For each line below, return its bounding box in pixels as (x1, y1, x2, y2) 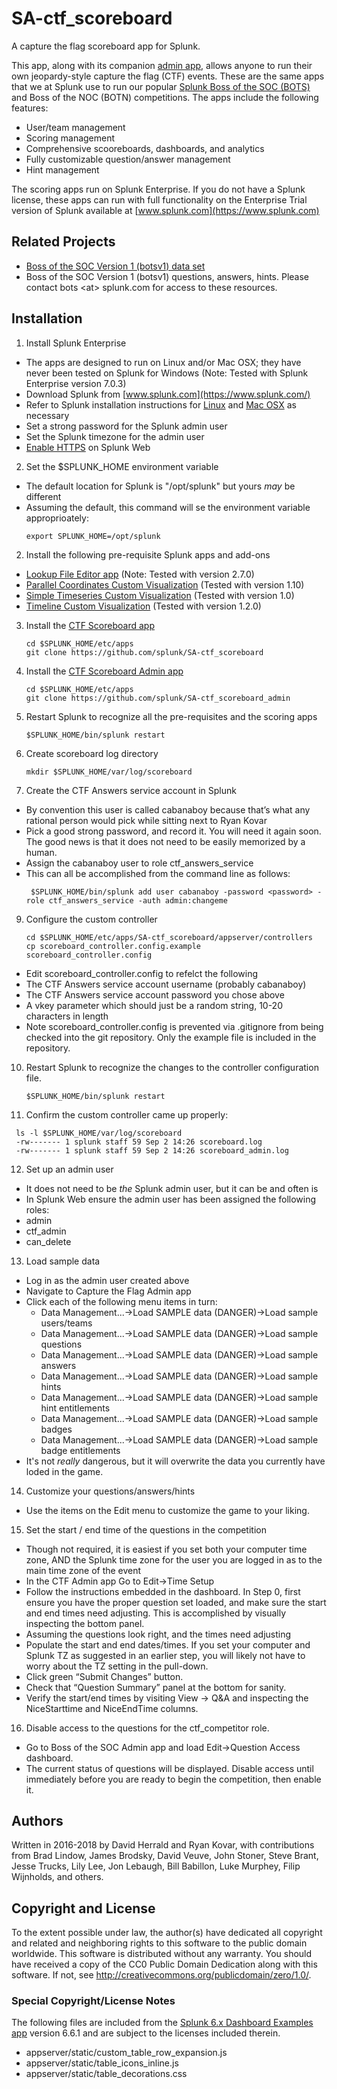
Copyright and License (11, 1900, 156, 1917)
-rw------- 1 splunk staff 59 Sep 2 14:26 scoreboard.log (15, 1137, 263, 1147)
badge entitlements (40, 1444, 121, 1456)
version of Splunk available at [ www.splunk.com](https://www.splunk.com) (11, 204, 320, 216)
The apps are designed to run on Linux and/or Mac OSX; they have (25, 356, 302, 368)
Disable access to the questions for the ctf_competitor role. (25, 1722, 270, 1734)
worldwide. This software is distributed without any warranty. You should (11, 1948, 313, 1960)
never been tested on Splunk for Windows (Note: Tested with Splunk (25, 367, 309, 379)
